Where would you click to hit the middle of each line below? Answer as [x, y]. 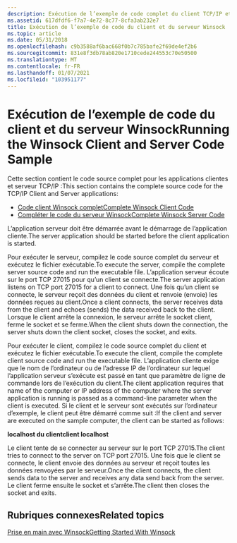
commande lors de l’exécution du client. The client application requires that [116, 383]
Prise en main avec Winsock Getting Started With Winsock [91, 532]
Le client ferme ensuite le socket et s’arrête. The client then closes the [108, 486]
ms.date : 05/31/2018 [38, 40]
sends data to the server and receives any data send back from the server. [116, 478]
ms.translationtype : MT [42, 60]
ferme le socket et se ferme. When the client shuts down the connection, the [118, 324]
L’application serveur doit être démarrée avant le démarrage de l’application [117, 228]
